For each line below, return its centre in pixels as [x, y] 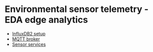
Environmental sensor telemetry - [77, 9]
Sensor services [29, 44]
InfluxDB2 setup [29, 33]
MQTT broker [26, 39]
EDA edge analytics [47, 20]
